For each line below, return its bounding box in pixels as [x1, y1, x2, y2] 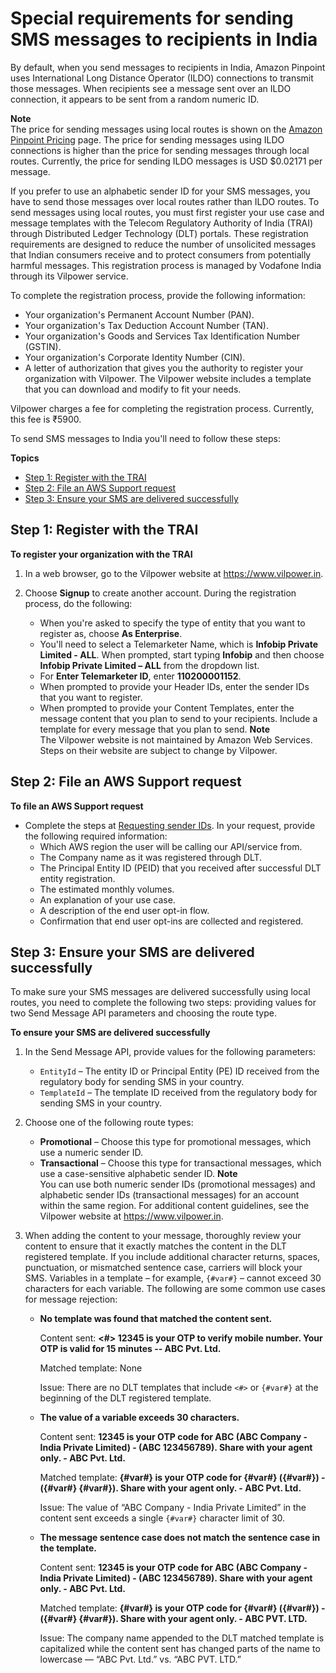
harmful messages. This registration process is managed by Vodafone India [10, 259, 322, 271]
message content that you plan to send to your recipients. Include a [39, 712, 318, 724]
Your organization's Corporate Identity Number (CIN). [24, 351, 246, 363]
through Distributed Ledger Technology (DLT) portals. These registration [10, 227, 309, 239]
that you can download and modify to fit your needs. [24, 383, 242, 395]
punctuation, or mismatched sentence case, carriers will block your [24, 1262, 303, 1274]
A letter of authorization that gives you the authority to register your [24, 362, 304, 374]
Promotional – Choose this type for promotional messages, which [39, 1136, 312, 1148]
